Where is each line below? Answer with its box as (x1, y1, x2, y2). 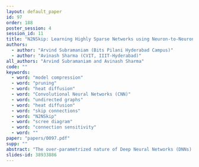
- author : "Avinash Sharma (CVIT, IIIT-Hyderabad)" (11, 53, 142, 59)
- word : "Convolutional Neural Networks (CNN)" (11, 91, 131, 97)
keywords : (6, 69, 31, 75)
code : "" (6, 63, 28, 70)
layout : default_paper (6, 8, 62, 15)
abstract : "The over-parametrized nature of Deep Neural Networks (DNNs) (6, 146, 192, 152)
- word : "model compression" (11, 75, 84, 81)
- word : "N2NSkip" (11, 113, 57, 119)
